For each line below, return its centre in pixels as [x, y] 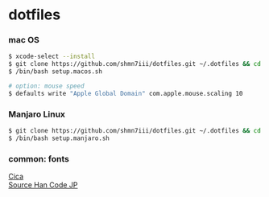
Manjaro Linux [37, 114]
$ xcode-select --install [52, 57]
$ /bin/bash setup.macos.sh [56, 72]
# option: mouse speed [46, 86]
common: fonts [39, 158]
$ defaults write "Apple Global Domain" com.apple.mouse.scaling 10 [126, 93]
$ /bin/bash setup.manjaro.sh [59, 138]
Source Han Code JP [43, 185]
